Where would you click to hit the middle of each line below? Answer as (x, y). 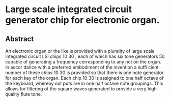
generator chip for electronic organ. (82, 20)
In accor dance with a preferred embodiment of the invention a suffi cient (82, 67)
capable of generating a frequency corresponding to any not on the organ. (83, 62)
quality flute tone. (24, 94)
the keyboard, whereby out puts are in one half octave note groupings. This (84, 83)
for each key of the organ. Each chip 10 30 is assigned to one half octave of (84, 78)
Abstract (20, 39)
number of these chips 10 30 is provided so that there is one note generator (84, 73)
